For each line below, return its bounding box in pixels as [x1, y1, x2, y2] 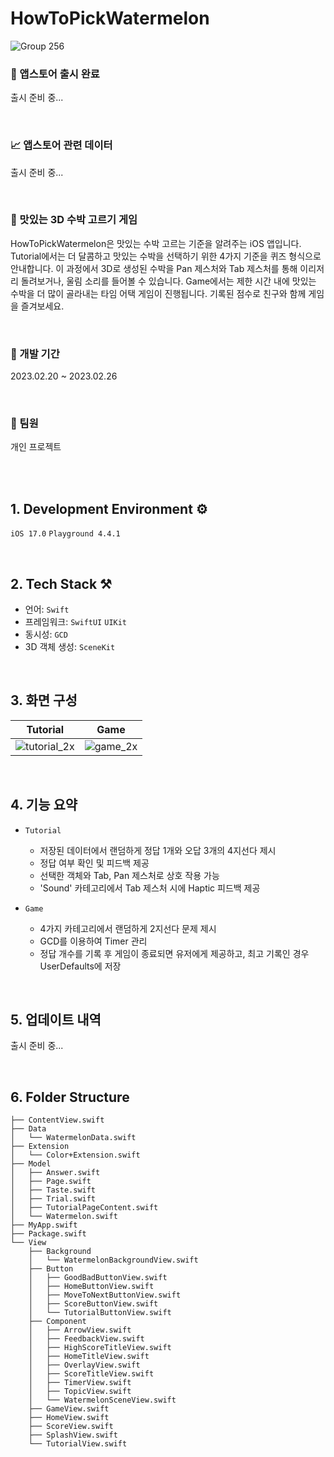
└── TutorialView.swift [28, 1439, 128, 1449]
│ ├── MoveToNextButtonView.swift [28, 1290, 182, 1301]
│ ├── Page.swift [10, 1177, 92, 1187]
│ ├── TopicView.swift [28, 1387, 132, 1397]
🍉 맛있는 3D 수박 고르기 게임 [10, 213, 138, 227]
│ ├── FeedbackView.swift [28, 1334, 145, 1344]
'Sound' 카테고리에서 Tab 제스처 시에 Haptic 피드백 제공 [39, 882, 261, 894]
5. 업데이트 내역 [10, 1012, 102, 1029]
